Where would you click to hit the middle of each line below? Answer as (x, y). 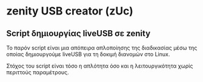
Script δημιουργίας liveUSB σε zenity (78, 33)
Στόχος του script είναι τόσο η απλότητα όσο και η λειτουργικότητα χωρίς (100, 66)
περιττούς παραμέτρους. (38, 72)
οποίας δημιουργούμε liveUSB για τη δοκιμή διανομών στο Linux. (88, 54)
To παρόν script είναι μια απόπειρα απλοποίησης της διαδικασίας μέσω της (102, 48)
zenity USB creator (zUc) (70, 11)
